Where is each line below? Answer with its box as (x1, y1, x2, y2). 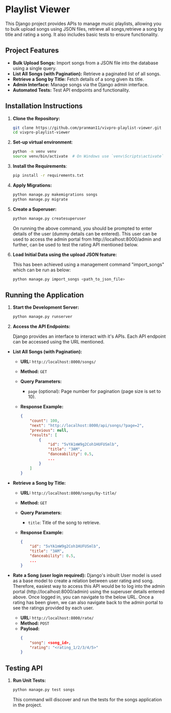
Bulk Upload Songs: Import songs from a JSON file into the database (12, 60, 158, 66)
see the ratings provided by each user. (12, 605, 94, 611)
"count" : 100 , (30, 418, 60, 423)
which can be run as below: (12, 267, 71, 273)
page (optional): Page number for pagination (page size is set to (28, 388, 161, 395)
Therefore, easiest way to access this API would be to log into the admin (12, 583, 165, 589)
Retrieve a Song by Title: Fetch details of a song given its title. (12, 76, 144, 82)
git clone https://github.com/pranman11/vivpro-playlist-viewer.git (12, 125, 162, 130)
